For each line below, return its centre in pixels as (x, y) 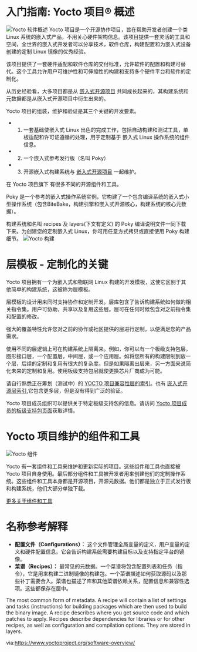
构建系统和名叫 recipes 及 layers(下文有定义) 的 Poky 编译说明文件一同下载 (96, 223)
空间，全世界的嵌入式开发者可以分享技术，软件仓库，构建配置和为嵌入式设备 (98, 44)
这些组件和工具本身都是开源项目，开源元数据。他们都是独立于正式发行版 (103, 481)
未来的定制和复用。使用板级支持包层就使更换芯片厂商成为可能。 (88, 370)
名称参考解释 (37, 527)
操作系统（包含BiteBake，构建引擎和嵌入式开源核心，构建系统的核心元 (96, 204)
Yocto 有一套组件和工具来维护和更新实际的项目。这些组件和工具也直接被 (93, 466)
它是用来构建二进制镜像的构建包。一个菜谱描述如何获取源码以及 (104, 573)
